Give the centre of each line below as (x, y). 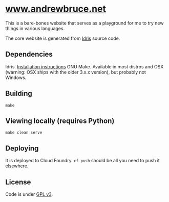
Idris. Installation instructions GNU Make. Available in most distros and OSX (84, 66)
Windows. (16, 78)
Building (19, 94)
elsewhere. (17, 166)
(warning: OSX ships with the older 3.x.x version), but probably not (76, 72)
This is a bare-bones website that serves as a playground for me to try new (84, 23)
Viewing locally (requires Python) (60, 121)
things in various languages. (35, 28)
